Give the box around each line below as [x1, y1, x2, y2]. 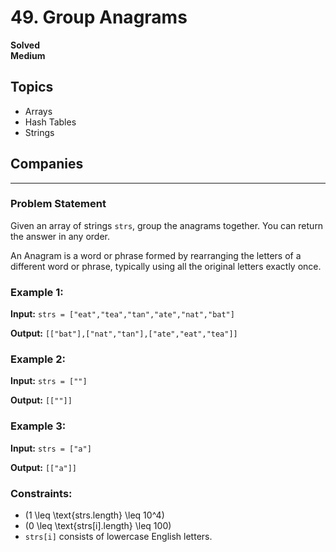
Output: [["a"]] [10, 461, 78, 473]
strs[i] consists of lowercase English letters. [24, 531, 213, 543]
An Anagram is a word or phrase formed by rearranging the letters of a [10, 249, 302, 261]
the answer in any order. [10, 230, 110, 242]
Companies [10, 156, 84, 173]
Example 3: [10, 419, 67, 433]
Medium [10, 49, 46, 61]
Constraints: [10, 486, 73, 500]
